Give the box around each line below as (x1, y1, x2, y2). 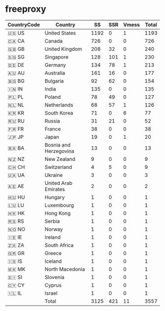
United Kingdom (45, 45, 82, 52)
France (45, 125, 61, 132)
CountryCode (7, 21, 40, 28)
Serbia (45, 218, 60, 224)
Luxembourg (45, 202, 74, 209)
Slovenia (45, 274, 65, 280)
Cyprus (45, 281, 62, 288)
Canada (45, 37, 63, 44)
